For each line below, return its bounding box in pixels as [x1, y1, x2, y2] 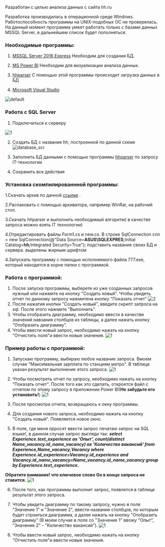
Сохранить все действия [12, 169, 65, 175]
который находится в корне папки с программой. [5, 261, 110, 268]
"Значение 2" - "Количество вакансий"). [12, 522, 98, 528]
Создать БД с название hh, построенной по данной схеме [12, 139, 135, 145]
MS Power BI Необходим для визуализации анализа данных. [12, 63, 139, 69]
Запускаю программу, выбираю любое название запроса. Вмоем [12, 356, 152, 362]
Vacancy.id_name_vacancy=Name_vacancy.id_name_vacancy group [12, 457, 159, 463]
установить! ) [12, 392, 41, 398]
